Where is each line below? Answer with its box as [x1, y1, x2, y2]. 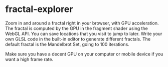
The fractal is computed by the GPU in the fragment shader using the [5, 25, 148, 31]
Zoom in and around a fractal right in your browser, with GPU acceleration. [5, 20, 159, 26]
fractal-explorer [5, 3, 73, 15]
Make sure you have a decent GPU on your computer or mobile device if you [5, 51, 163, 57]
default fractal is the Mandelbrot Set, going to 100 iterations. [5, 41, 129, 47]
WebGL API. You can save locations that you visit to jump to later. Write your [5, 30, 162, 36]
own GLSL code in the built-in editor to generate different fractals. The [5, 36, 151, 42]
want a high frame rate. [5, 56, 54, 62]
